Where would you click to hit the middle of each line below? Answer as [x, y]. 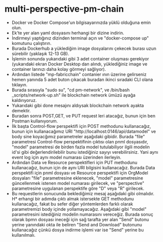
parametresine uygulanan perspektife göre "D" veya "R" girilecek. [78, 188]
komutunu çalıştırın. [32, 43]
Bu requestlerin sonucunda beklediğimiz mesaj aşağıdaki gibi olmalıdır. [83, 193]
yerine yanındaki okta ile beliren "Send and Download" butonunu [77, 224]
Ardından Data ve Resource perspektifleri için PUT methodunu [74, 162]
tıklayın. [20, 84]
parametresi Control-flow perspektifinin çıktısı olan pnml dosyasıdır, [80, 141]
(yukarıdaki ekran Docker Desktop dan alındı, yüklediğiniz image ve [80, 64]
